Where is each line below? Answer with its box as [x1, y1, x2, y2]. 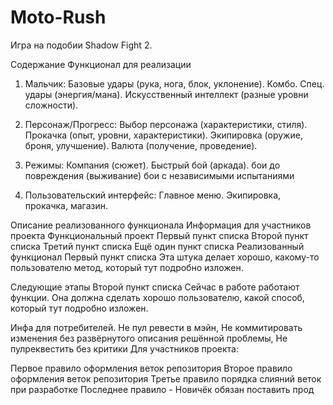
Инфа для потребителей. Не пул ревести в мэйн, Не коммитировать [10, 321, 303, 333]
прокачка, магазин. [24, 199, 109, 211]
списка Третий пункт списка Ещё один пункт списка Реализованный [10, 240, 305, 252]
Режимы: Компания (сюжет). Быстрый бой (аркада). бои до [24, 159, 281, 171]
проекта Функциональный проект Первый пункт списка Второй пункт [10, 229, 309, 241]
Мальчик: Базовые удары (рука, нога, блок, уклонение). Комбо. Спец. [24, 77, 325, 90]
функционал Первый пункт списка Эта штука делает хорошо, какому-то [10, 251, 320, 263]
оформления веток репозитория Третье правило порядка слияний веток [10, 372, 322, 385]
